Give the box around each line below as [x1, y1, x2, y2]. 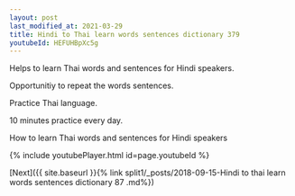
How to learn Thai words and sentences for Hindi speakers [9, 132, 228, 144]
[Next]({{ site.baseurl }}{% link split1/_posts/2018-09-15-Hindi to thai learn [9, 167, 286, 178]
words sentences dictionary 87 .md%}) [9, 177, 155, 188]
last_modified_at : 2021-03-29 [9, 22, 124, 31]
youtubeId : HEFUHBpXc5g [9, 38, 99, 48]
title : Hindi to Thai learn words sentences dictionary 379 [9, 30, 241, 39]
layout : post [9, 13, 59, 22]
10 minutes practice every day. [9, 115, 124, 126]
